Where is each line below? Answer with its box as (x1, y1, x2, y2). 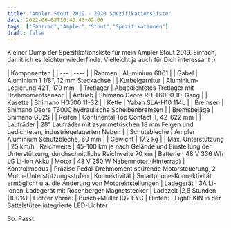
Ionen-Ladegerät (7, 187, 55, 195)
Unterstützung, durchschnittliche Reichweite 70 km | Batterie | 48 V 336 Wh (7, 150, 223, 158)
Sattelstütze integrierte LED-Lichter (7, 201, 109, 209)
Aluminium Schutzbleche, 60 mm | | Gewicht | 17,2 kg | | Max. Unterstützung (7, 135, 225, 144)
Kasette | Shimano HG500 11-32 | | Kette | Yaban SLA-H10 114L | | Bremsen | (7, 98, 224, 107)
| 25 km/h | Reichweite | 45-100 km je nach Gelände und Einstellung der (7, 142, 212, 151)
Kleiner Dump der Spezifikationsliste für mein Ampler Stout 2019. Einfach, (7, 48, 216, 57)
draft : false (7, 29, 45, 37)
